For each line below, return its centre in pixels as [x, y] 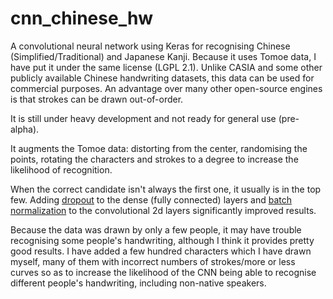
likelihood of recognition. [61, 169]
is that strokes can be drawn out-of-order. [97, 99]
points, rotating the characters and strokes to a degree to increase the [154, 159]
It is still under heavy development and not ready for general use [143, 118]
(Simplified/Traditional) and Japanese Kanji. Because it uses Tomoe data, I [163, 56]
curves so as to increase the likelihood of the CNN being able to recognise [163, 272]
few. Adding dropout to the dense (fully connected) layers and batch [151, 199]
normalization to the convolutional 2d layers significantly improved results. [163, 210]
